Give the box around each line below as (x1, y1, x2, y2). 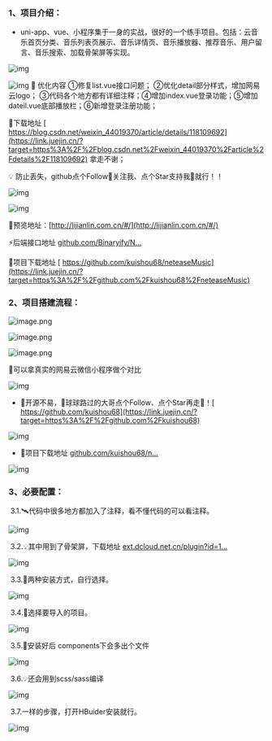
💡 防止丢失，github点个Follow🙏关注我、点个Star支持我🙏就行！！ (8, 172, 224, 181)
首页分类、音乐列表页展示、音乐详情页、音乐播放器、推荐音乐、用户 (27, 37, 256, 47)
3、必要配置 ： (8, 486, 64, 497)
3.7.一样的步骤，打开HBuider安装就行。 (10, 706, 142, 717)
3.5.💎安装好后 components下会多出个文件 (10, 640, 150, 650)
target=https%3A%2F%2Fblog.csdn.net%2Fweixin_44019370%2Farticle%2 (8, 145, 264, 155)
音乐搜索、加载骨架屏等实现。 (34, 47, 135, 58)
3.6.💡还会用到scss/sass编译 (10, 673, 104, 683)
